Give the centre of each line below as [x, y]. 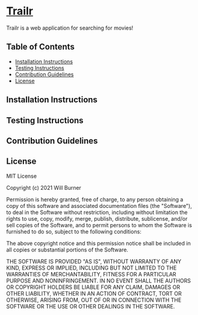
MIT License [22, 176]
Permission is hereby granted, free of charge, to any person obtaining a [95, 199]
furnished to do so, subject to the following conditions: [74, 232]
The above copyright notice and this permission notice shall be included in [98, 243]
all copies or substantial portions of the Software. [67, 250]
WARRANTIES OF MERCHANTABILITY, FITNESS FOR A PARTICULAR [91, 274]
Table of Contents [41, 47]
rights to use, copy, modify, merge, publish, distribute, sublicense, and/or [97, 218]
